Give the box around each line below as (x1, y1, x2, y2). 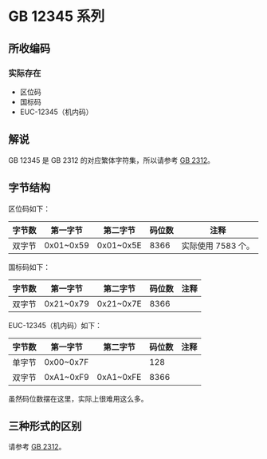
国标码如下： (8, 262, 50, 271)
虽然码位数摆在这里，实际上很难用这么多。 (8, 394, 148, 403)
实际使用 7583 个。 (181, 240, 255, 251)
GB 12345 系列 (8, 7, 105, 26)
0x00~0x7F (44, 356, 89, 367)
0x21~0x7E (96, 298, 142, 309)
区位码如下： (8, 204, 50, 213)
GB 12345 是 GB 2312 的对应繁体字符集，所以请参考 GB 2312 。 (8, 155, 215, 164)
